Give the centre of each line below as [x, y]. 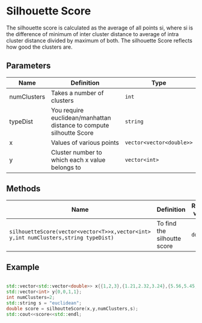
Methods [23, 189]
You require [67, 110]
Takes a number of [77, 93]
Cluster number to [76, 152]
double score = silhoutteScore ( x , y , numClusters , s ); [72, 309]
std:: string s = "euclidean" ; [44, 303]
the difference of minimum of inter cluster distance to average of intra [93, 34]
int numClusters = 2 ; [31, 298]
